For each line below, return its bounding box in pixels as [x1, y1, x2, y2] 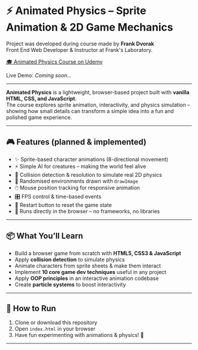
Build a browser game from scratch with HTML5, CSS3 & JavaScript [14, 249, 181, 256]
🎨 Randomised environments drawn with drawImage [14, 177, 138, 184]
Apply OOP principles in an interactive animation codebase [14, 275, 159, 282]
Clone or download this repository [14, 319, 98, 326]
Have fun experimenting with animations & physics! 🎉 [14, 332, 144, 339]
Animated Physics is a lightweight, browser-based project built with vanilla [6, 88, 190, 95]
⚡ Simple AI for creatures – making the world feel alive [14, 163, 146, 170]
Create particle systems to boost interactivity [14, 280, 126, 288]
